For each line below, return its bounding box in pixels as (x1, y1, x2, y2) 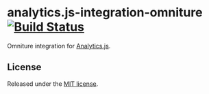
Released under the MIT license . (7, 80, 99, 88)
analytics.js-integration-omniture (7, 5, 203, 20)
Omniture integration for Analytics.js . (7, 42, 111, 50)
